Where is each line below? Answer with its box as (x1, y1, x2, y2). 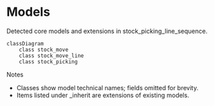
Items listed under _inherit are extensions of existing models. (16, 91, 190, 99)
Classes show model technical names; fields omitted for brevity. (16, 83, 199, 92)
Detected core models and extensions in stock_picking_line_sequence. (6, 27, 208, 35)
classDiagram (6, 40, 44, 47)
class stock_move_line (19, 52, 84, 59)
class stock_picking (19, 58, 78, 65)
